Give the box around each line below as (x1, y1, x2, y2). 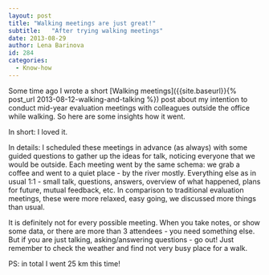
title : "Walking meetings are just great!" (8, 19, 157, 27)
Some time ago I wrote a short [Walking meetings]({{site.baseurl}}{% (8, 86, 237, 95)
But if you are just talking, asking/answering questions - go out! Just (8, 234, 234, 245)
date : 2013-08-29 (8, 34, 67, 42)
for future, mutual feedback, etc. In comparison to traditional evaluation (8, 185, 244, 195)
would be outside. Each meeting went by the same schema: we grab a (8, 160, 241, 169)
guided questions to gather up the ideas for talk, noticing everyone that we (8, 151, 255, 160)
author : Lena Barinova (8, 42, 84, 50)
